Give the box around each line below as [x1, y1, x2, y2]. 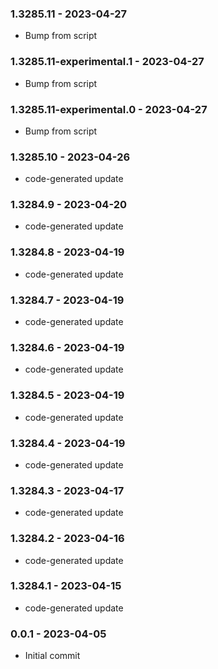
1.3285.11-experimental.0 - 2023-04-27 [10, 102, 208, 116]
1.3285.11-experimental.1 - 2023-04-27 [10, 55, 205, 69]
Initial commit [24, 650, 81, 662]
